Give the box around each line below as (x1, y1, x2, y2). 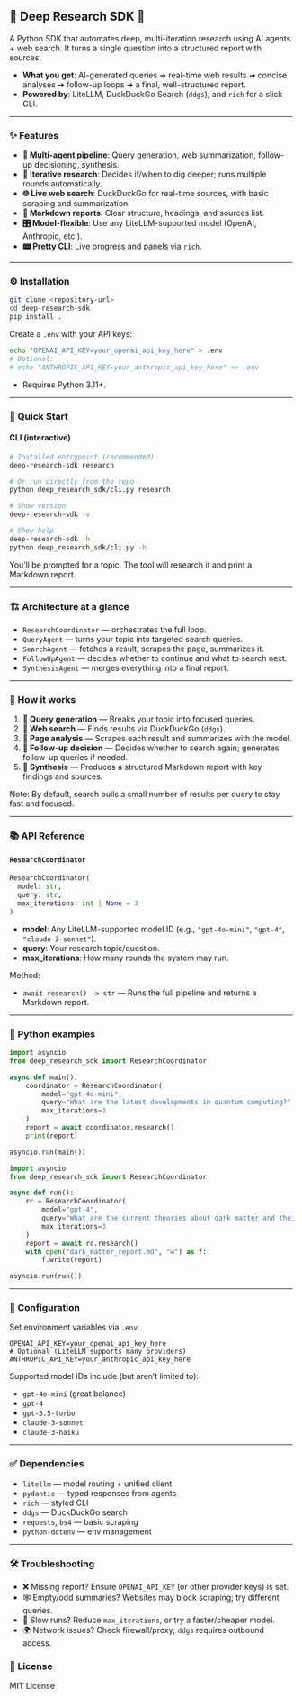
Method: (9, 969, 40, 980)
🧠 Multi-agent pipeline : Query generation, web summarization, (22, 150, 256, 160)
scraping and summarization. (22, 198, 130, 209)
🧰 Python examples (9, 1028, 96, 1040)
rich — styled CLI (22, 1497, 89, 1508)
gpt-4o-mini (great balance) (22, 1388, 126, 1399)
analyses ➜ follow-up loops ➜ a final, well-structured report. (22, 78, 246, 90)
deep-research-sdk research (9, 460, 115, 469)
